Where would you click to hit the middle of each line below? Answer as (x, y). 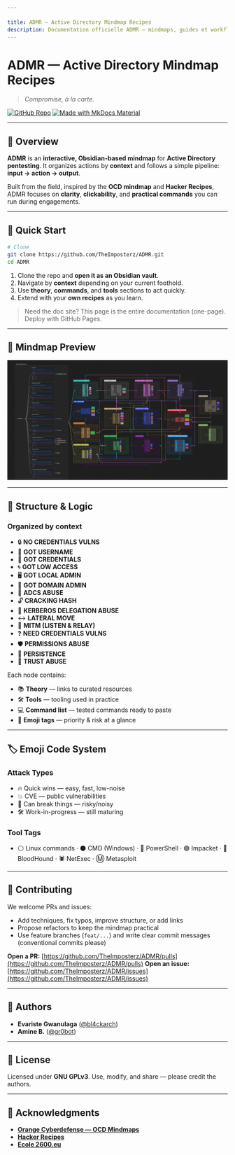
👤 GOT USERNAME (45, 552)
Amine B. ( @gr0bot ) (47, 1031)
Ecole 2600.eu (39, 1144)
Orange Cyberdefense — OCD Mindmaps (78, 1130)
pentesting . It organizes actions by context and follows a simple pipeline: (113, 166)
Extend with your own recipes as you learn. (80, 297)
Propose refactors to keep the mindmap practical (88, 927)
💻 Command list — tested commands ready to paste (94, 710)
